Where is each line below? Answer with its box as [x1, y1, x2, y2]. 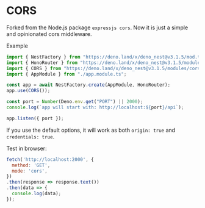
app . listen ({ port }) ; [6, 115, 64, 121]
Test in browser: [6, 145, 47, 152]
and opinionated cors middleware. [6, 30, 92, 37]
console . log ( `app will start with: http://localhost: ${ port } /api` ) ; [6, 104, 184, 110]
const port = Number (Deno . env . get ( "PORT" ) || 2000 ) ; [6, 99, 143, 105]
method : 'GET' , [12, 162, 51, 168]
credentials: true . [6, 132, 55, 140]
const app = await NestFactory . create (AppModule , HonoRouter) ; [6, 82, 171, 88]
